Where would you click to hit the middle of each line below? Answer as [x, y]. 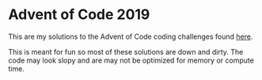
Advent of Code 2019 [79, 15]
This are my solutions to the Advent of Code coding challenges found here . [131, 36]
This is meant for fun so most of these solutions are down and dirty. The [126, 51]
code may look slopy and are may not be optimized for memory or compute [131, 60]
